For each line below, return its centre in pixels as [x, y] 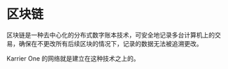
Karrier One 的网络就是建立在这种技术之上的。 [73, 58]
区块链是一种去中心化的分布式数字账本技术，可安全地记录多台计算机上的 [111, 35]
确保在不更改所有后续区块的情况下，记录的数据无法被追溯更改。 [111, 43]
